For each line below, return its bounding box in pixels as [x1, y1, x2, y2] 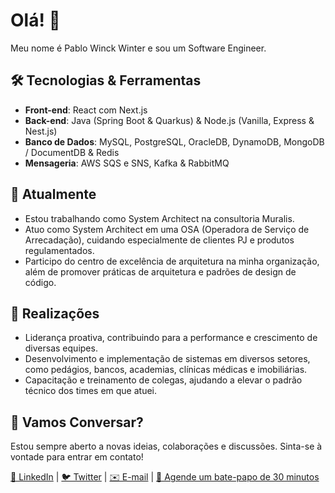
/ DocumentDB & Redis [24, 146, 120, 158]
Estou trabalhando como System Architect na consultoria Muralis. [24, 212, 295, 224]
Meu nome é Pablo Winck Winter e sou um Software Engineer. [10, 42, 267, 54]
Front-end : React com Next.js [24, 104, 148, 116]
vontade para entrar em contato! [10, 451, 144, 463]
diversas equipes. [24, 342, 98, 354]
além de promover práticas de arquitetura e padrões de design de [24, 265, 297, 278]
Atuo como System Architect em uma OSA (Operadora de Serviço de [24, 223, 310, 235]
